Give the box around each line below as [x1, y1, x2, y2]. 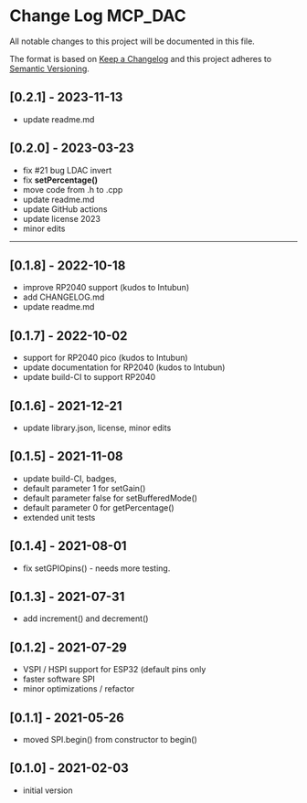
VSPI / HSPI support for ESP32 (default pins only [22, 664, 206, 675]
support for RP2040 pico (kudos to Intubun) [22, 353, 189, 364]
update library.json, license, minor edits [22, 422, 172, 433]
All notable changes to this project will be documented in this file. [9, 36, 256, 47]
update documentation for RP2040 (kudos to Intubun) [22, 362, 226, 373]
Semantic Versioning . [9, 63, 90, 74]
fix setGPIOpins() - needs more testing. [22, 563, 171, 574]
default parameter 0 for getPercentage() [22, 502, 175, 512]
